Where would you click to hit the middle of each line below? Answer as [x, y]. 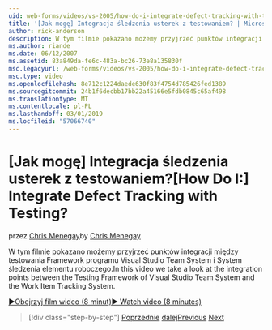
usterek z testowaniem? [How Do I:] [129, 179]
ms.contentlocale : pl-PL [50, 106]
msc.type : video [36, 76]
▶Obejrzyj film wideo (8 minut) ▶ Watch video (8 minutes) [105, 302]
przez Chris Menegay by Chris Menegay [75, 235]
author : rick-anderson [47, 31]
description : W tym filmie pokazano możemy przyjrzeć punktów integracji [136, 39]
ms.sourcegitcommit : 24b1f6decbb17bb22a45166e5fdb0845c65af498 [117, 91]
